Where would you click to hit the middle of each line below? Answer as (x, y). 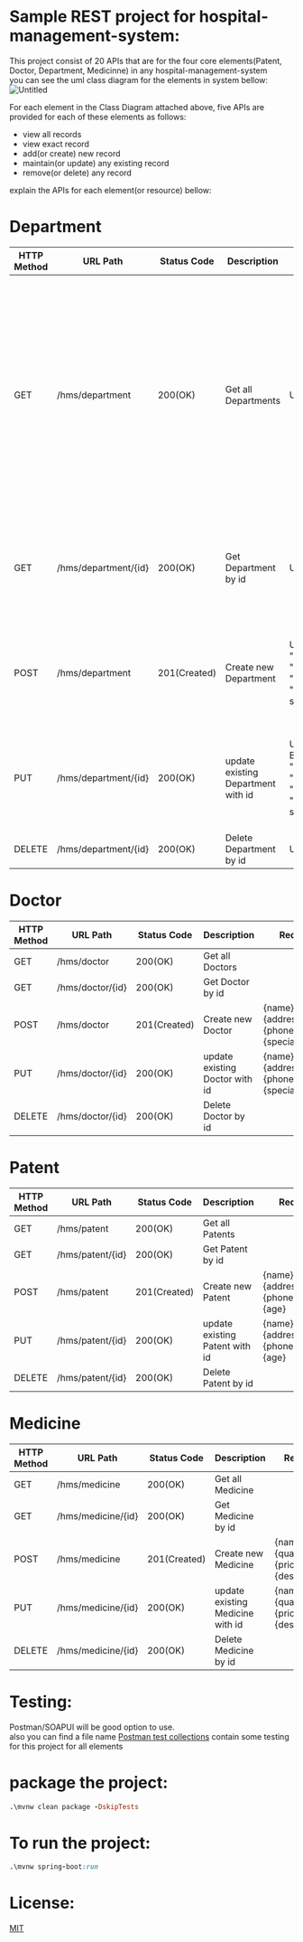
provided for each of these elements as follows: (98, 117)
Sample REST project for (102, 17)
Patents (219, 1234)
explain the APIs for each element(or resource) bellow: (110, 190)
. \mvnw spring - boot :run (54, 1867)
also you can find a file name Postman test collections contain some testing (150, 1736)
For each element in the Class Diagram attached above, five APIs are (137, 107)
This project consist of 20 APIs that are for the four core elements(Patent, (146, 61)
